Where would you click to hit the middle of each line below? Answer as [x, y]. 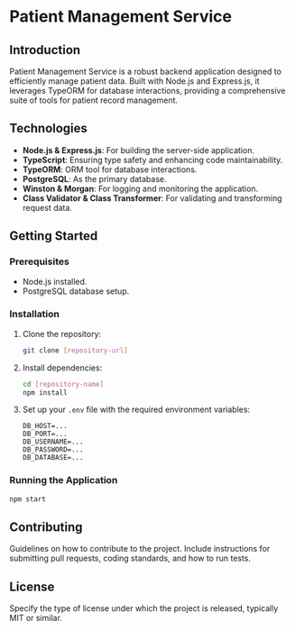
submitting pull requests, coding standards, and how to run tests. [130, 558]
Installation [35, 315]
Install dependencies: [62, 368]
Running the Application [64, 480]
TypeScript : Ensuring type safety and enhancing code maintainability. [152, 160]
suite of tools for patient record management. [94, 100]
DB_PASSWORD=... [53, 450]
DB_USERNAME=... [53, 442]
